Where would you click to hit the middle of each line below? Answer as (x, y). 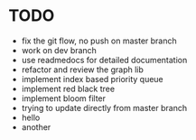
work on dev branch (59, 50)
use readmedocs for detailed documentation (104, 60)
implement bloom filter (63, 98)
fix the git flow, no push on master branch (99, 41)
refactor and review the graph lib (82, 70)
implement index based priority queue (92, 79)
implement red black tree (68, 89)
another (36, 126)
